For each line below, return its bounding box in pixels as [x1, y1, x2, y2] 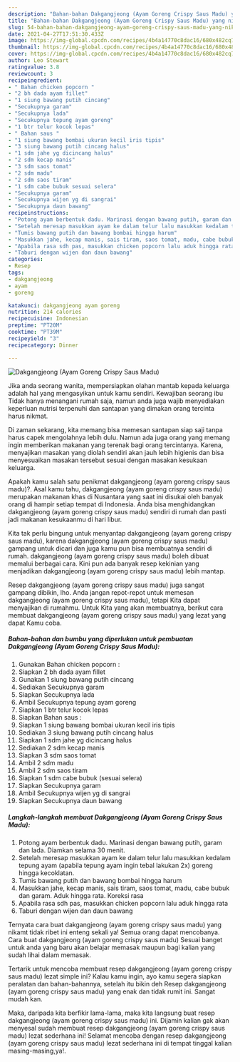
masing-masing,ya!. [8, 1046, 66, 1056]
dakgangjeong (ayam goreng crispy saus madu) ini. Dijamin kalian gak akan [8, 1016, 230, 1025]
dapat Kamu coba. [8, 618, 63, 627]
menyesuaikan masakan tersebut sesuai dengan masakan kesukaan [8, 456, 207, 464]
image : [8, 37, 28, 44]
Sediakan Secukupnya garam [18, 683, 105, 692]
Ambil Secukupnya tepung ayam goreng [18, 698, 137, 707]
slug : [8, 24, 24, 31]
